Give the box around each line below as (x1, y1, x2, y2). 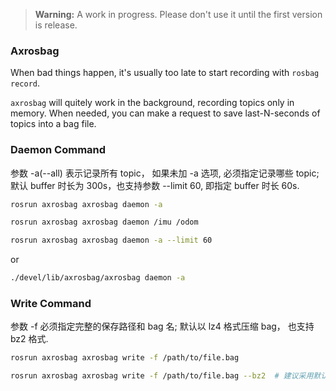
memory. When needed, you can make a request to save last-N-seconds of (10, 107, 321, 119)
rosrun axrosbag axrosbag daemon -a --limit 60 (10, 235, 213, 246)
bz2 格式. (10, 333, 49, 345)
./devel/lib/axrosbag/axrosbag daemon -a (10, 273, 186, 283)
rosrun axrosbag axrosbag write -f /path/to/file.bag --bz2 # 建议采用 (10, 371, 314, 381)
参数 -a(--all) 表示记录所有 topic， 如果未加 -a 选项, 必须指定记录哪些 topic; (10, 167, 320, 179)
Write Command (10, 297, 92, 311)
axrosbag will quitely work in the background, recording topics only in (10, 97, 295, 109)
